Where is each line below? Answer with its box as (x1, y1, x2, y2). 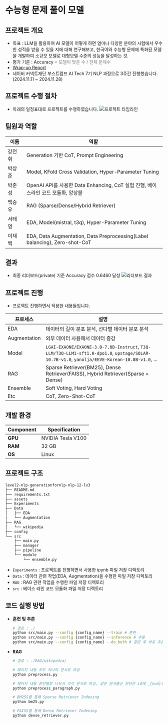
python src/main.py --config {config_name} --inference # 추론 (12, 635, 145, 640)
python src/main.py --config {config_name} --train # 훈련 (12, 630, 136, 635)
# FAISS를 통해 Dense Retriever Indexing (12, 708, 97, 713)
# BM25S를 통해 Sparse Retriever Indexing (12, 694, 99, 700)
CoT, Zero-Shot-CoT (45, 393, 96, 400)
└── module (14, 552, 37, 557)
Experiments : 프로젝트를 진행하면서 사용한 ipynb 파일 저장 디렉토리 (12, 566, 144, 572)
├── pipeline (14, 548, 41, 553)
